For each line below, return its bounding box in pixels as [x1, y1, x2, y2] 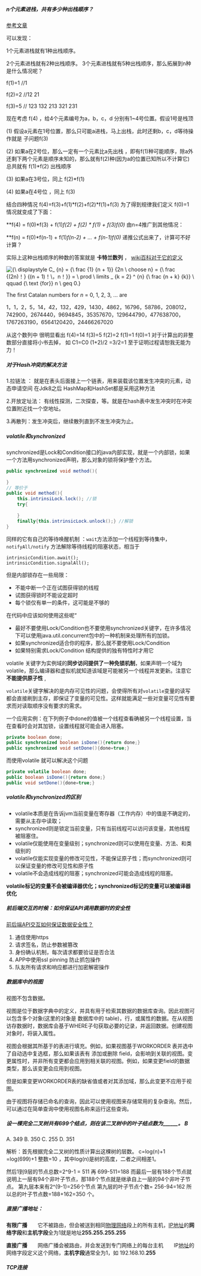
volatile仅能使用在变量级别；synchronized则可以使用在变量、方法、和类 [14, 839, 192, 846]
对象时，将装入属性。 [6, 1030, 59, 1037]
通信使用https [14, 933, 49, 940]
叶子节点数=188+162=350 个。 [22, 1190, 98, 1198]
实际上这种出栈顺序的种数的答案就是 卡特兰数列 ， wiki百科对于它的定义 [6, 254, 183, 261]
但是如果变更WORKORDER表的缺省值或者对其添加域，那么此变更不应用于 [6, 1077, 187, 1085]
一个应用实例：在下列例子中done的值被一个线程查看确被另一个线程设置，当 [6, 715, 192, 722]
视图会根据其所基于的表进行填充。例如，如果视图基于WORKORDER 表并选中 [6, 1042, 193, 1049]
